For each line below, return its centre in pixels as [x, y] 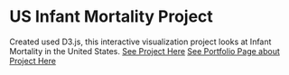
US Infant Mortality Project [112, 17]
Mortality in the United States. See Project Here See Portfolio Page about [144, 51]
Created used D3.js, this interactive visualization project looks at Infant [140, 42]
